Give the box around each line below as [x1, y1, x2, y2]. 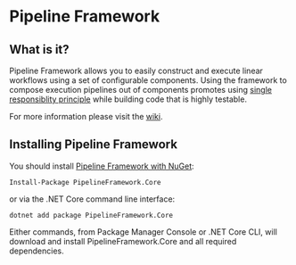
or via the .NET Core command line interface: [9, 194, 176, 204]
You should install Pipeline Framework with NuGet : [9, 161, 194, 171]
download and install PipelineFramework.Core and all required [9, 236, 237, 246]
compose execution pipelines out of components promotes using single [9, 85, 272, 95]
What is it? [9, 42, 70, 57]
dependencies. [9, 245, 64, 256]
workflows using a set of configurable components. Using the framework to [9, 75, 287, 86]
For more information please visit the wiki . [9, 112, 163, 121]
